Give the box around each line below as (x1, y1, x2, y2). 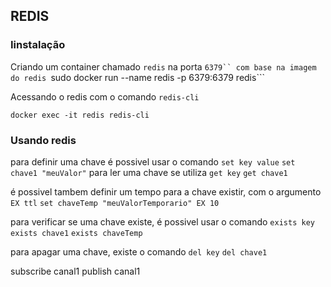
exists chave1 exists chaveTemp (10, 228, 143, 238)
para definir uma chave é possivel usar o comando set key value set (10, 155, 296, 168)
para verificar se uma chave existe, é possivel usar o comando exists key (10, 215, 315, 228)
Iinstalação (10, 38, 66, 52)
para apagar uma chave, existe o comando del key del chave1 (10, 245, 268, 258)
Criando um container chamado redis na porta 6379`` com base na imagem (10, 60, 317, 73)
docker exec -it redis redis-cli (10, 110, 150, 120)
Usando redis (10, 133, 77, 147)
